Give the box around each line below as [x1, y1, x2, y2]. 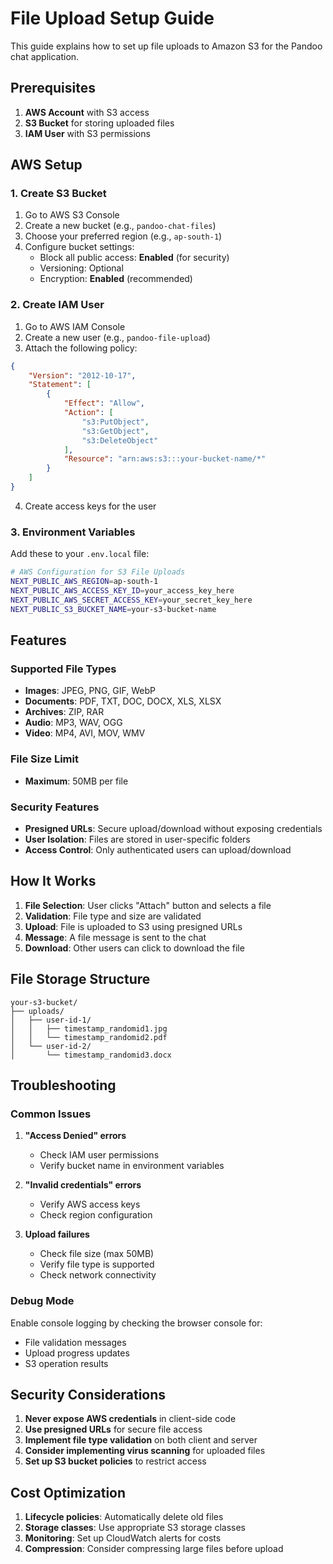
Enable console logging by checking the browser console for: [10, 1317, 263, 1329]
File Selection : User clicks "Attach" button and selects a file [24, 899, 272, 911]
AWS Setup [10, 157, 83, 174]
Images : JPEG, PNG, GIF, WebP [24, 685, 156, 697]
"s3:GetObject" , [81, 426, 150, 436]
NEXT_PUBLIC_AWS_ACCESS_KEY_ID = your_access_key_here [10, 586, 235, 596]
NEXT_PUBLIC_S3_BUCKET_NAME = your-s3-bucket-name [10, 604, 217, 614]
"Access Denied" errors [24, 1130, 127, 1142]
